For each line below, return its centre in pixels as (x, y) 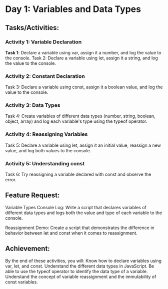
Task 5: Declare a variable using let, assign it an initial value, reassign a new (83, 145)
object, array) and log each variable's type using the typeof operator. (76, 121)
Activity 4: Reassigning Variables (46, 134)
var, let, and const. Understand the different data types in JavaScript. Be (80, 266)
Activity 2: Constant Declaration (45, 76)
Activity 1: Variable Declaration (43, 42)
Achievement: (27, 249)
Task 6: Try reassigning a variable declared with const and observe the (78, 174)
